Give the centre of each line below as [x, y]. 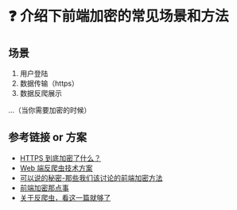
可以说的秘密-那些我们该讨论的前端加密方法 [91, 178]
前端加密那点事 [44, 188]
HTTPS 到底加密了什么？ [60, 158]
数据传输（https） [49, 83]
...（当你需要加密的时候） [50, 110]
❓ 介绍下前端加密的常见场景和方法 [118, 16]
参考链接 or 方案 [48, 137]
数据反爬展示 [41, 93]
